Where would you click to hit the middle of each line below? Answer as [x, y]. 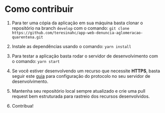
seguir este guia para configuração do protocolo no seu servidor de [81, 76]
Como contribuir [39, 9]
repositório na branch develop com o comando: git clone [71, 28]
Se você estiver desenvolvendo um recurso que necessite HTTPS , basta [86, 71]
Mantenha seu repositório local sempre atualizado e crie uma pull [79, 91]
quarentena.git [27, 37]
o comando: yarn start [36, 61]
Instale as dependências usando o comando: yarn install [72, 46]
